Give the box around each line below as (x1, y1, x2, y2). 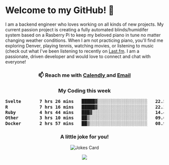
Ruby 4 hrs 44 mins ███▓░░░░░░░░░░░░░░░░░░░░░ (5, 109, 148, 115)
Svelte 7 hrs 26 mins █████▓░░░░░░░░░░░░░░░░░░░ (5, 98, 148, 104)
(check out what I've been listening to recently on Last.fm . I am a (5, 48, 139, 54)
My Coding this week (58, 87, 111, 94)
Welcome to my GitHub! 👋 (5, 5, 115, 16)
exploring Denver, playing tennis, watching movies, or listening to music (5, 42, 154, 48)
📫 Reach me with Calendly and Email (38, 72, 131, 79)
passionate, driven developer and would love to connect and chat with (5, 53, 151, 60)
